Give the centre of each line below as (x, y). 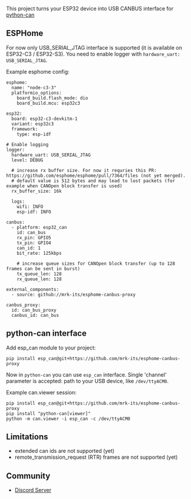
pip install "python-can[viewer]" (49, 413)
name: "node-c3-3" (34, 88)
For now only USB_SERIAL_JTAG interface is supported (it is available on (94, 47)
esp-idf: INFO (34, 212)
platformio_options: (37, 93)
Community (28, 476)
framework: (25, 129)
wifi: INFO (30, 206)
